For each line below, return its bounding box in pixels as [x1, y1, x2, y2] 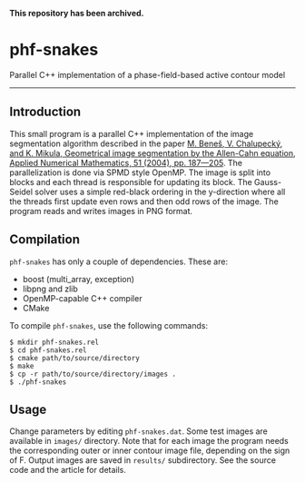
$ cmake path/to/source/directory [9, 353, 141, 362]
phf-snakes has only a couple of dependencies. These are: [9, 256, 229, 267]
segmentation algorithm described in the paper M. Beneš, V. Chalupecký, [9, 138, 283, 149]
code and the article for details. [9, 465, 127, 476]
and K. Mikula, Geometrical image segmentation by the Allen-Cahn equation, [9, 147, 296, 158]
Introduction [9, 104, 82, 120]
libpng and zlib [22, 283, 79, 294]
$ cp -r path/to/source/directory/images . [9, 369, 177, 379]
